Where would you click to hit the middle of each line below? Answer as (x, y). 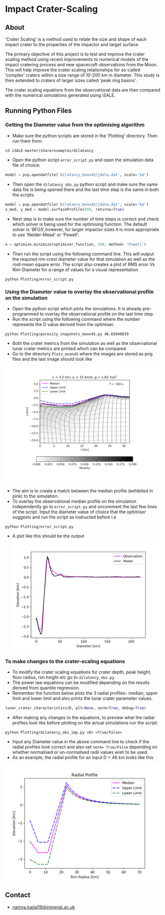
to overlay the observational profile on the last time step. (97, 314)
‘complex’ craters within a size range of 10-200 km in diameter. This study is (82, 75)
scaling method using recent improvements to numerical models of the (77, 59)
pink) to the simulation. (35, 496)
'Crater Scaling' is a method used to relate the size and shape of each (76, 39)
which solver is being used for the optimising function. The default (80, 224)
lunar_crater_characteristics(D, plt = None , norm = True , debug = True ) (76, 708)
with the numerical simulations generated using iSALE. (60, 95)
